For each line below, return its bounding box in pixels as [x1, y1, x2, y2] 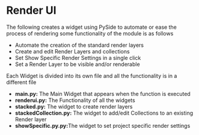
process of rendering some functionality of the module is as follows [6, 29, 174, 37]
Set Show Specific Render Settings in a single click [14, 54, 141, 61]
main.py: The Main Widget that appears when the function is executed [14, 90, 191, 97]
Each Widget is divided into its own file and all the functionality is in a [6, 72, 177, 79]
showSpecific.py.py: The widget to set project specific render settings [14, 122, 191, 129]
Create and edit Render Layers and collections [14, 47, 130, 55]
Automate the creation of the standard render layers [14, 41, 144, 49]
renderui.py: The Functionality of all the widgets [14, 97, 135, 104]
